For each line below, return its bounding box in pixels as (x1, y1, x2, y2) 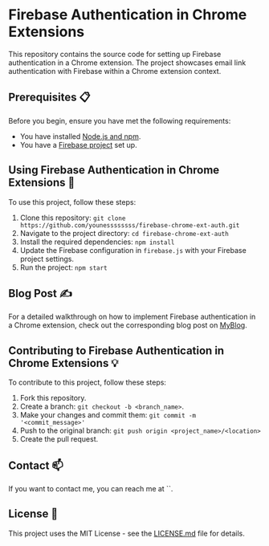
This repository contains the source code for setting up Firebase (8, 49, 222, 59)
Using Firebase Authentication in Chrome (8, 163, 220, 177)
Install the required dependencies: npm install (19, 237, 175, 247)
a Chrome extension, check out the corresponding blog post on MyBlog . (8, 320, 247, 330)
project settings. (19, 254, 75, 263)
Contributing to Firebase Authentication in (8, 344, 225, 357)
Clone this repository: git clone (19, 213, 126, 222)
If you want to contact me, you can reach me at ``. (8, 484, 173, 493)
